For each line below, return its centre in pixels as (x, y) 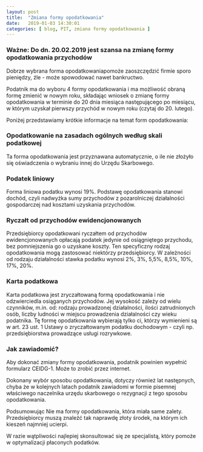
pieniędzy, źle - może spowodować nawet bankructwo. (75, 77)
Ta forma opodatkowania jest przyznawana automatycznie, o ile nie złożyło (100, 156)
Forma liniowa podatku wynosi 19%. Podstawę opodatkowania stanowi (95, 192)
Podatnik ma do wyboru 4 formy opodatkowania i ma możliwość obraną (96, 89)
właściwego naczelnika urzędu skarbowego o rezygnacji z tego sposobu (97, 393)
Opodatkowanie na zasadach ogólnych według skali (84, 136)
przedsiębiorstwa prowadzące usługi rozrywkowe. (69, 333)
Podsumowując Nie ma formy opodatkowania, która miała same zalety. (95, 411)
